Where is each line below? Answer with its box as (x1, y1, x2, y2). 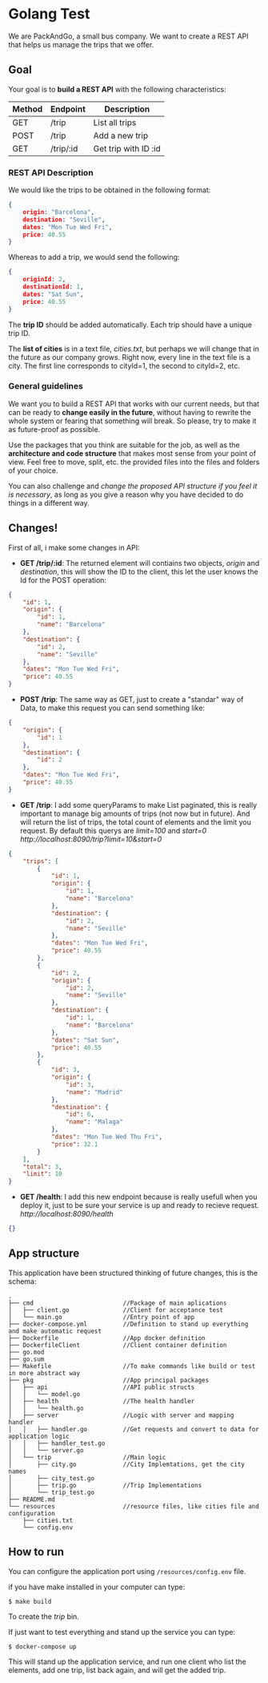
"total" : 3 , (22, 1163, 62, 1171)
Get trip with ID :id (93, 143, 162, 154)
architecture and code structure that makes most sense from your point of (8, 448, 257, 458)
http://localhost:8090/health (19, 1209, 114, 1219)
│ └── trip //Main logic (8, 1453, 166, 1461)
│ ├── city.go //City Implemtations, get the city (8, 1460, 246, 1468)
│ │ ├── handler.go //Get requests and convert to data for (8, 1425, 260, 1433)
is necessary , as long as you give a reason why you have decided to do (8, 490, 244, 499)
